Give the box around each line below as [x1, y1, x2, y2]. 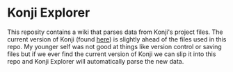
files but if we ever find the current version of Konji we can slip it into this [7, 50, 216, 58]
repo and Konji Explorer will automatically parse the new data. [7, 57, 184, 65]
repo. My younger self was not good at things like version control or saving [7, 42, 223, 51]
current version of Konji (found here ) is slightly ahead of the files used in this [7, 35, 227, 43]
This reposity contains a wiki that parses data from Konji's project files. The [7, 28, 223, 36]
